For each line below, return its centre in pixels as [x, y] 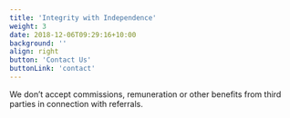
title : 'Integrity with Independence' [83, 18]
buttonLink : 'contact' [52, 69]
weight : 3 [28, 26]
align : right [34, 52]
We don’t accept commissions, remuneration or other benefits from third [145, 94]
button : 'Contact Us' [51, 60]
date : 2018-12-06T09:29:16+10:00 [73, 34]
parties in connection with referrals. [77, 103]
